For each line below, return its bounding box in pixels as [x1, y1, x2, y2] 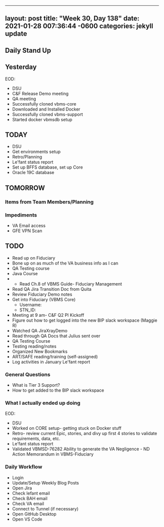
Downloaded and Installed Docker [12, 106, 81, 112]
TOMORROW [5, 184, 45, 192]
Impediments [5, 211, 38, 218]
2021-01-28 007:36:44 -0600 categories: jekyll [5, 22, 153, 30]
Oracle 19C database [12, 170, 55, 176]
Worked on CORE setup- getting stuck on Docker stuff [12, 425, 122, 431]
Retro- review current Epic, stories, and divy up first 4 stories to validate [12, 431, 157, 437]
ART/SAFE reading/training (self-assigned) [12, 353, 98, 359]
